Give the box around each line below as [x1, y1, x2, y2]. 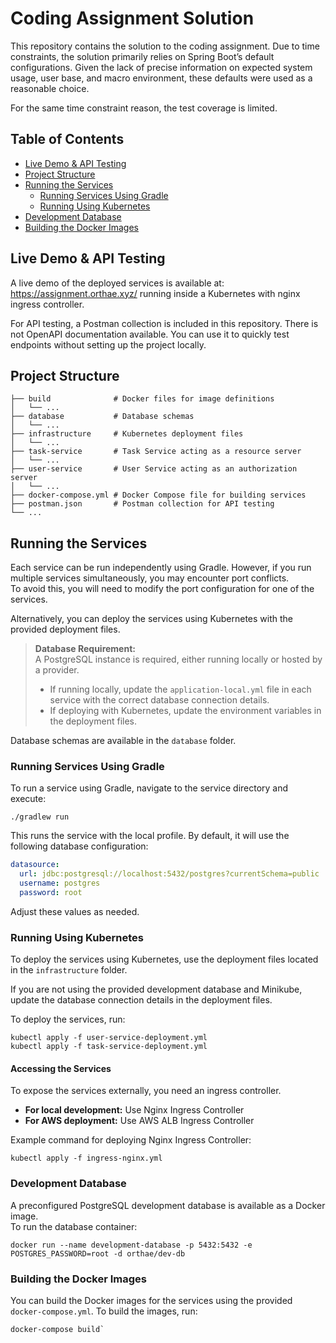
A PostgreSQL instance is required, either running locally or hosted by [34, 653, 323, 666]
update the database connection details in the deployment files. [10, 994, 273, 1006]
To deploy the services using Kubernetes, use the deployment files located [10, 953, 319, 966]
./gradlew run [10, 812, 70, 822]
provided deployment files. [10, 623, 121, 636]
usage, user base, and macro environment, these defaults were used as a [10, 72, 313, 84]
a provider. [34, 664, 80, 676]
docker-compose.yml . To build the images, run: [10, 1305, 198, 1317]
